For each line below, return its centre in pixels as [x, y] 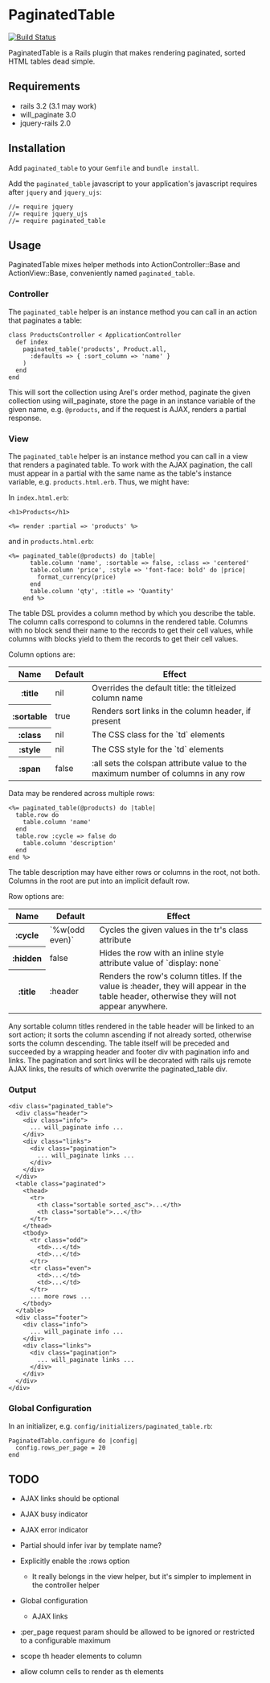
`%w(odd [67, 930]
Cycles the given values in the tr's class [174, 930]
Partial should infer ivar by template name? [91, 1545]
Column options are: [42, 654]
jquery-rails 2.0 [45, 123]
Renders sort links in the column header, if [171, 711]
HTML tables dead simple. [52, 61]
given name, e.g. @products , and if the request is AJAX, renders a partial [127, 409]
